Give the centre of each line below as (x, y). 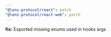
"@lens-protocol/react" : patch (38, 10)
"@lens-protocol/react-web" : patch (43, 15)
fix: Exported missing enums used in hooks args (56, 29)
